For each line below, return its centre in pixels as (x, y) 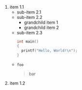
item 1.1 (17, 7)
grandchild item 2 (41, 28)
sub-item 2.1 (29, 12)
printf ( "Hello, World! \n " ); (49, 50)
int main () (28, 42)
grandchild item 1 (41, 22)
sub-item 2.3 (29, 33)
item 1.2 (17, 83)
